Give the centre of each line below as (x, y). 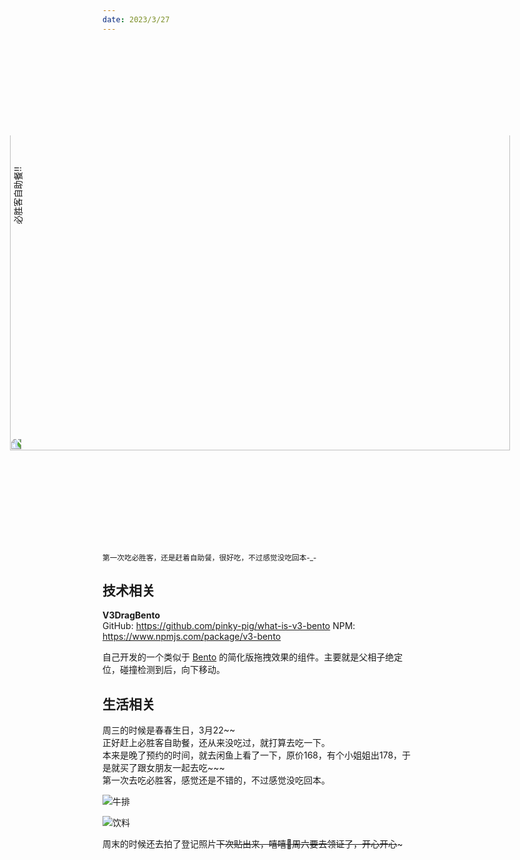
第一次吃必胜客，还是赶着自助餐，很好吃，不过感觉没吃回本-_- (209, 557)
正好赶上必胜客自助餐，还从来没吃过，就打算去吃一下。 (216, 743)
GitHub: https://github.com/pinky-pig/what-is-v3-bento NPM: (229, 626)
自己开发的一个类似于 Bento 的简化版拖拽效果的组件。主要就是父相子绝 (248, 657)
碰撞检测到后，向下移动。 (172, 670)
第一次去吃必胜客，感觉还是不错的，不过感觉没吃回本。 (216, 780)
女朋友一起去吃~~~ (185, 768)
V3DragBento (131, 615)
